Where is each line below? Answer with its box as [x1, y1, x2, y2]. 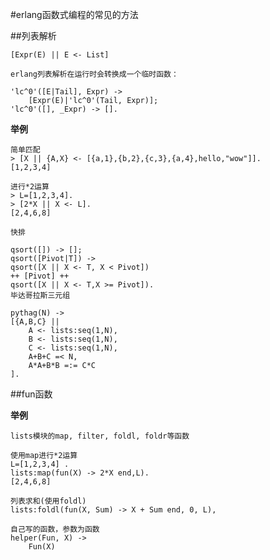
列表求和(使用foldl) [10, 496, 87, 506]
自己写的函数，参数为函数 [10, 524, 100, 534]
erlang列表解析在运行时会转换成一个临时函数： [10, 69, 179, 79]
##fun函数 [10, 388, 53, 400]
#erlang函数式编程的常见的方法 [10, 9, 139, 20]
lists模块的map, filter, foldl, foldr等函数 [10, 431, 190, 441]
